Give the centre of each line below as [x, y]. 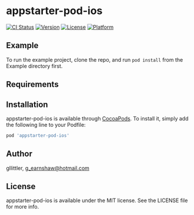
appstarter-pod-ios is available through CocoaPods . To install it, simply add [97, 118]
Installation [27, 104]
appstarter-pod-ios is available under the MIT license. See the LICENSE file [97, 200]
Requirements [32, 84]
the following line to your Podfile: [46, 125]
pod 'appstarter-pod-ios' [38, 135]
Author [19, 154]
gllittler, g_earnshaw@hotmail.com [48, 168]
